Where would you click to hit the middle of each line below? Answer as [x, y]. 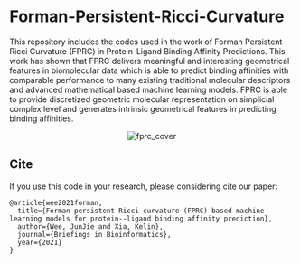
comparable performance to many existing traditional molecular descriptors [150, 80]
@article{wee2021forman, [56, 202]
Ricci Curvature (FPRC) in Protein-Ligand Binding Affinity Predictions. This [148, 51]
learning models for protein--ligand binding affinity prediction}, [141, 219]
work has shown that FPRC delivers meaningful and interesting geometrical [150, 61]
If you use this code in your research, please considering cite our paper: [144, 186]
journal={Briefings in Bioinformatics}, [94, 234]
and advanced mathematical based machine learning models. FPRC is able [148, 89]
